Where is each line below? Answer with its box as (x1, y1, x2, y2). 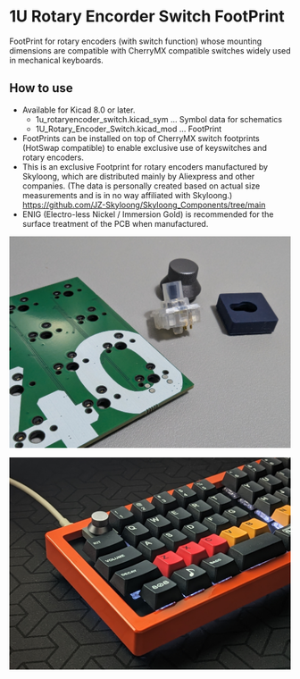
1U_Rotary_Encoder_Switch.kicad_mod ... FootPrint (35, 123, 222, 134)
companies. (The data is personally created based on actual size (21, 180, 261, 191)
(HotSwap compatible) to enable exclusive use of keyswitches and (21, 142, 268, 153)
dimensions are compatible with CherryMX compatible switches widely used (9, 45, 292, 55)
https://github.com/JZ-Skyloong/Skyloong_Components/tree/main (21, 199, 266, 210)
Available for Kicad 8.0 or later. (21, 105, 136, 115)
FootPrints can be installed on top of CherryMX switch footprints (21, 132, 261, 144)
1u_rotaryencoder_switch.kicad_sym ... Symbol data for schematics (35, 113, 283, 124)
